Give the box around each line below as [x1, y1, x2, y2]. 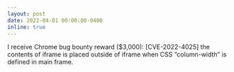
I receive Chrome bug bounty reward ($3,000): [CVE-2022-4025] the [7, 43, 211, 52]
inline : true [7, 23, 46, 30]
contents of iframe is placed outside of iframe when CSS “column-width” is [7, 50, 227, 59]
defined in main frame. [7, 58, 74, 66]
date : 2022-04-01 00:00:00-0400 [7, 17, 103, 24]
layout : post [7, 10, 46, 18]
